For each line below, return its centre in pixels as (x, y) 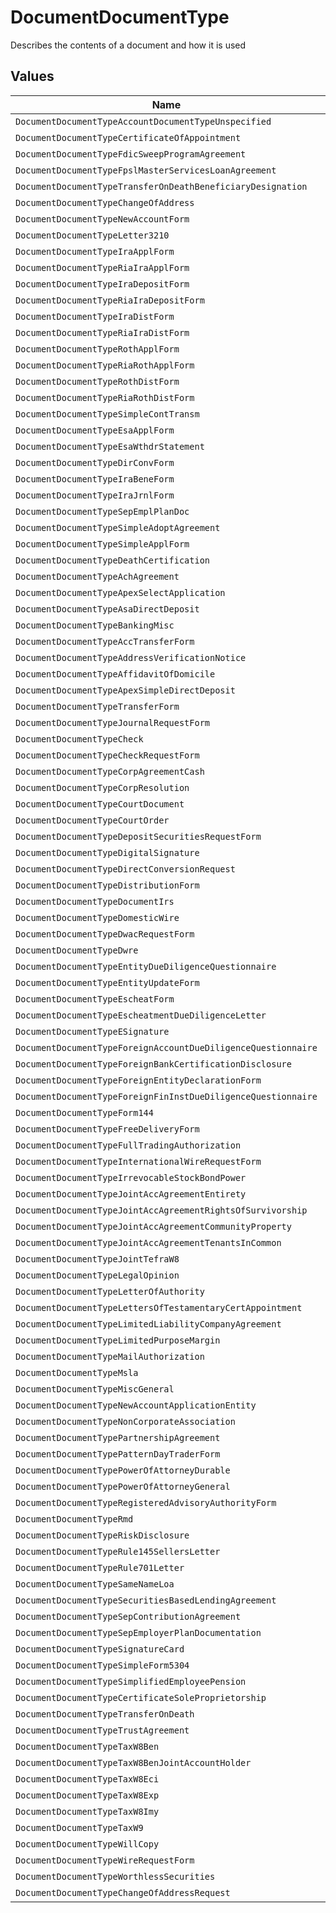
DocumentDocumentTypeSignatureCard (100, 1649)
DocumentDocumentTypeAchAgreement (97, 576)
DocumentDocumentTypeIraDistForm (95, 316)
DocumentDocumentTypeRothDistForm (97, 381)
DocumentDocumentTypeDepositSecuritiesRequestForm (138, 836)
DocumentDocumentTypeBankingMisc (95, 625)
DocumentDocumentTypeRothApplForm (97, 349)
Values (32, 76)
